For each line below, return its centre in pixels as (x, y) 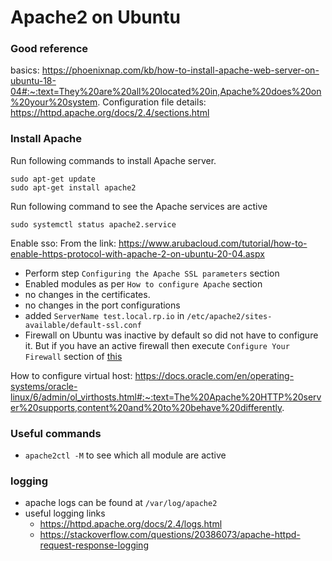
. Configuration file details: (152, 102)
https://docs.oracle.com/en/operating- (214, 375)
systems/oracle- (44, 386)
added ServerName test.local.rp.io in (104, 315)
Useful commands (56, 433)
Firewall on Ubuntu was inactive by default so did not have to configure (171, 335)
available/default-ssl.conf (83, 325)
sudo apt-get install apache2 (73, 187)
